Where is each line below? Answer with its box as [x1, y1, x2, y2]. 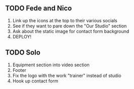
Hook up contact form [12, 78, 59, 84]
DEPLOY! [12, 33, 32, 39]
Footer [12, 67, 27, 73]
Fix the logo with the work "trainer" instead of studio [12, 72, 122, 78]
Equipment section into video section [12, 62, 90, 68]
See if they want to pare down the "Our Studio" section [12, 23, 127, 29]
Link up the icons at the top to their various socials [12, 17, 117, 23]
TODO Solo [5, 48, 41, 57]
